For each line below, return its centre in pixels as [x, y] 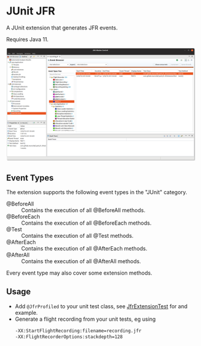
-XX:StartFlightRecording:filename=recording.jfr [78, 331]
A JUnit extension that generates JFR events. [62, 28]
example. [26, 312]
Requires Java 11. [28, 39]
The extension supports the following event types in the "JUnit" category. [97, 192]
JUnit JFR [31, 11]
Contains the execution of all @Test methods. [77, 235]
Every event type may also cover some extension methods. [79, 273]
